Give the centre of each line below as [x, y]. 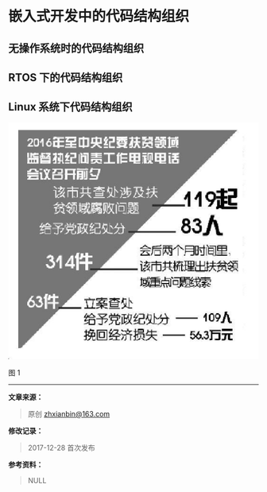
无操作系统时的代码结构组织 [76, 48]
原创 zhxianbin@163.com [69, 414]
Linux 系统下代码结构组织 [70, 107]
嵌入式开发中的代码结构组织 [99, 16]
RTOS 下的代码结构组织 [66, 77]
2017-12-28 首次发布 [61, 448]
